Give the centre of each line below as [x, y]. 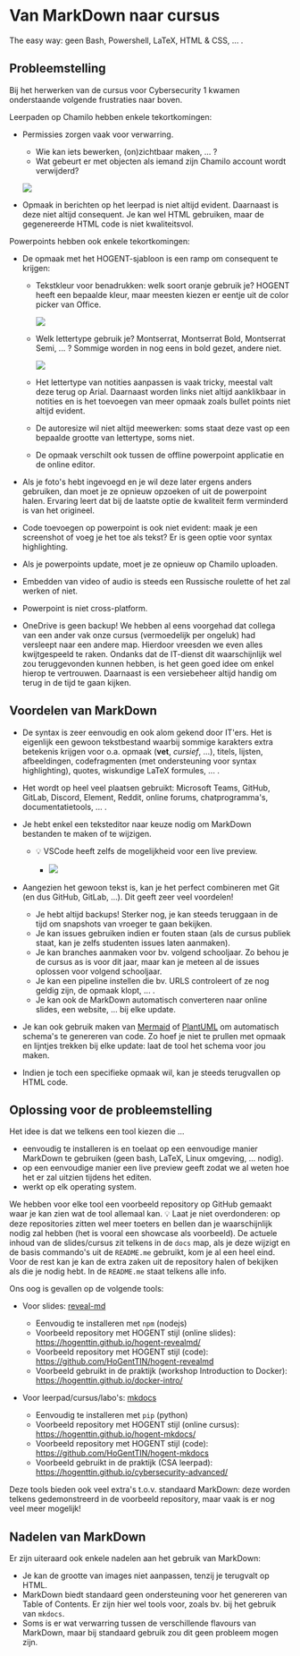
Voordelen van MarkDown [83, 711]
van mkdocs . [43, 1614]
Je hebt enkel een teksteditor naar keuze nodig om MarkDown [137, 824]
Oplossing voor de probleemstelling [111, 1110]
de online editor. [65, 464]
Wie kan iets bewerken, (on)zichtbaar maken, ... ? [126, 151]
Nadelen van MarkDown [78, 1536]
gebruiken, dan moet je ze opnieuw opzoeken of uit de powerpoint [145, 491]
